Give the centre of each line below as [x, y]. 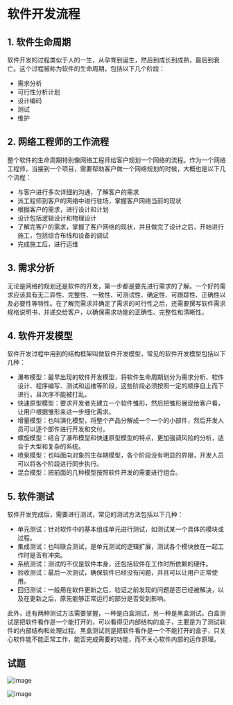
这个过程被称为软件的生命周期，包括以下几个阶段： [92, 69]
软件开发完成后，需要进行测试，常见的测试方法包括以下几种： [95, 514]
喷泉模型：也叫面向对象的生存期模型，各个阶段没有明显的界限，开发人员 [120, 455]
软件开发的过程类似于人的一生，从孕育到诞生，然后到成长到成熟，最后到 [110, 60]
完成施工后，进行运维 [48, 244]
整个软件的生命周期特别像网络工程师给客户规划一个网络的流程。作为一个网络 [116, 159]
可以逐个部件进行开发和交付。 [66, 429]
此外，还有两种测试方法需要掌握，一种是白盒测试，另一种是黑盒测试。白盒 [113, 613]
